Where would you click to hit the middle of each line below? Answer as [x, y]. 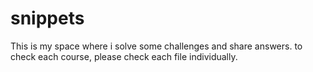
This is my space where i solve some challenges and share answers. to [156, 46]
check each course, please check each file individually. [124, 56]
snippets [47, 18]
